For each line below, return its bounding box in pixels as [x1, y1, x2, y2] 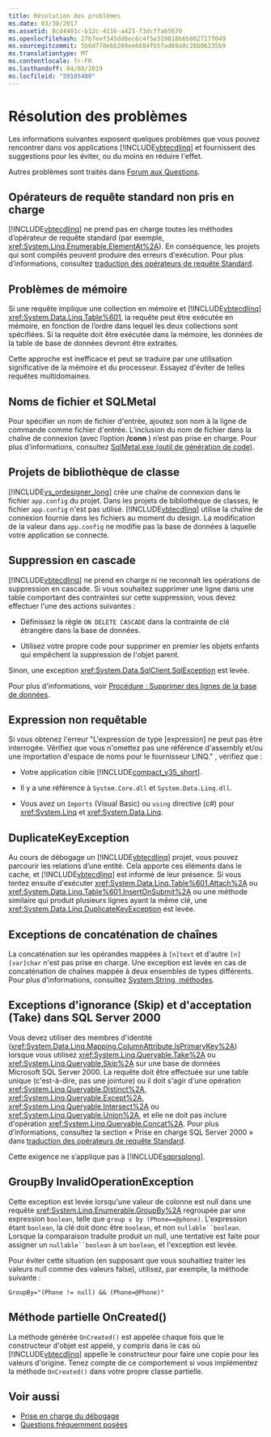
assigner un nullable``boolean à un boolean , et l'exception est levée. [8, 1239, 238, 1249]
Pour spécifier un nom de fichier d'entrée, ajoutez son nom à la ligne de [8, 417, 248, 426]
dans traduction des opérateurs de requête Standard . [8, 1135, 186, 1145]
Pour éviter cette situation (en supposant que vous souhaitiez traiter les [8, 1255, 247, 1265]
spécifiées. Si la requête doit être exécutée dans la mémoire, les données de [8, 330, 263, 340]
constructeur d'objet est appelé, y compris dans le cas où [8, 1341, 201, 1350]
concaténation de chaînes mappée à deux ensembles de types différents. [8, 966, 253, 977]
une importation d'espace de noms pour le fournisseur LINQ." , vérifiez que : [8, 751, 263, 762]
